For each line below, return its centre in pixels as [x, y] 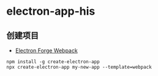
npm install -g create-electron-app [53, 62]
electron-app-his [51, 11]
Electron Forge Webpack [46, 51]
